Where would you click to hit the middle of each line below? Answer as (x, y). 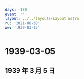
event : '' (15, 14)
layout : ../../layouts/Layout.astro (42, 18)
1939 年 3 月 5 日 (30, 71)
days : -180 (16, 9)
